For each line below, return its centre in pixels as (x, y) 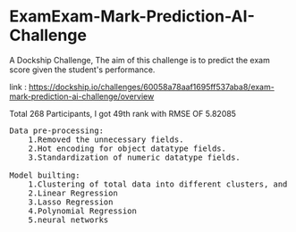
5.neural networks (68, 220)
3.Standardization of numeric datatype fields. (135, 157)
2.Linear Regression (73, 193)
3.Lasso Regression (71, 202)
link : (18, 87)
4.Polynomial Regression (82, 211)
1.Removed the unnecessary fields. (106, 139)
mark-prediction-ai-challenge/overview (82, 96)
